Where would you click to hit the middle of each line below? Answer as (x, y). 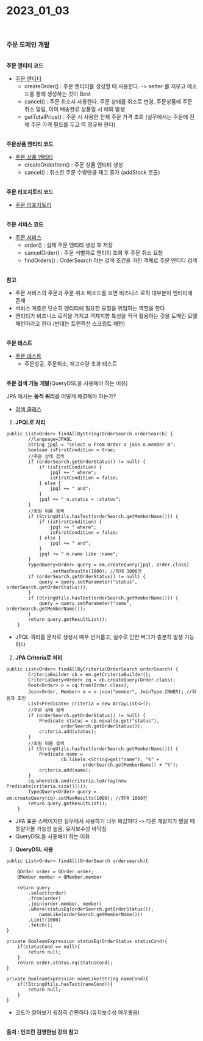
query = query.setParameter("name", (85, 604)
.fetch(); (41, 925)
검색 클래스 (28, 409)
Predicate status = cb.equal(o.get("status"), (99, 721)
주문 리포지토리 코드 (30, 192)
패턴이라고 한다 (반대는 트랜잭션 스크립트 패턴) (70, 324)
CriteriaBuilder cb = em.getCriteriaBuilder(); (90, 675)
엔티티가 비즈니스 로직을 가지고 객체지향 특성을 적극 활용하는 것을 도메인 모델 (106, 316)
